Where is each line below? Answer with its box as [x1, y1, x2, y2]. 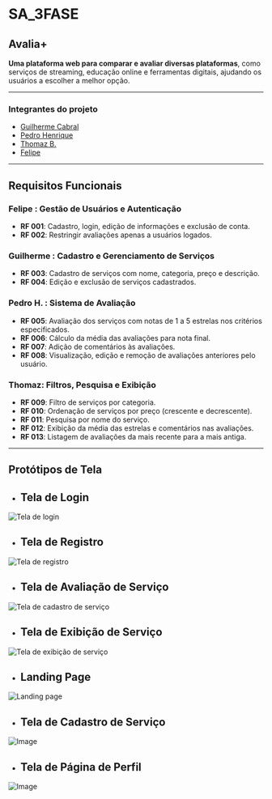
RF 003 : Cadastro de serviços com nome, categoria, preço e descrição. [19, 269, 261, 278]
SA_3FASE [8, 5, 79, 23]
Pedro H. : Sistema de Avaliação [8, 297, 136, 308]
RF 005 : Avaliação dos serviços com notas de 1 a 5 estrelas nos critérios [19, 316, 263, 325]
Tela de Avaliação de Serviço [19, 580, 169, 594]
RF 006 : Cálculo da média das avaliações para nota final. [19, 333, 210, 342]
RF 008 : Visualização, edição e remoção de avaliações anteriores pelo [19, 350, 257, 360]
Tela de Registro [19, 535, 104, 549]
